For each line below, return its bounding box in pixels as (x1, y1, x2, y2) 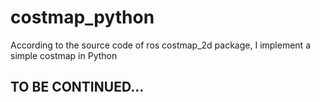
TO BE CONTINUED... (10, 79, 145, 96)
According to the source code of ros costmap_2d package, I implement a (10, 39, 311, 51)
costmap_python (10, 6, 155, 29)
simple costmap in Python (10, 49, 118, 61)
